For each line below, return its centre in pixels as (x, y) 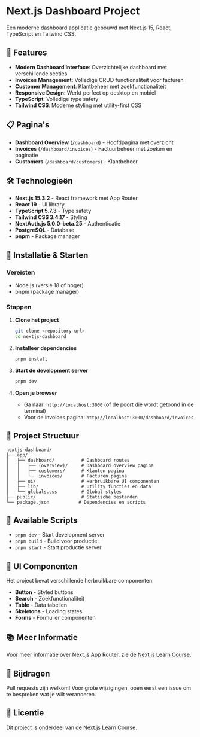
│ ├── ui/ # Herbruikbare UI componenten (83, 481)
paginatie (26, 155)
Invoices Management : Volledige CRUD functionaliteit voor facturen (99, 80)
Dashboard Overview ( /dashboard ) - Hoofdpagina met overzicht (94, 142)
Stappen (19, 307)
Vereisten (21, 272)
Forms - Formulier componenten (55, 618)
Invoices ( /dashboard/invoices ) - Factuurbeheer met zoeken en (93, 148)
